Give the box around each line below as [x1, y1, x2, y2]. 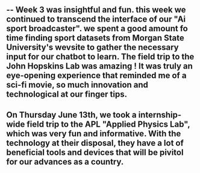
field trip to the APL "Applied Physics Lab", [27, 119, 190, 129]
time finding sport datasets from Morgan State [6, 33, 185, 43]
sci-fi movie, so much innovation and [6, 80, 149, 90]
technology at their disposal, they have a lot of [6, 138, 184, 148]
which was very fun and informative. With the [6, 129, 181, 139]
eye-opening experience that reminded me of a [6, 70, 187, 80]
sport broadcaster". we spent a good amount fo [6, 23, 188, 34]
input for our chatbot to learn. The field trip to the [6, 52, 195, 62]
